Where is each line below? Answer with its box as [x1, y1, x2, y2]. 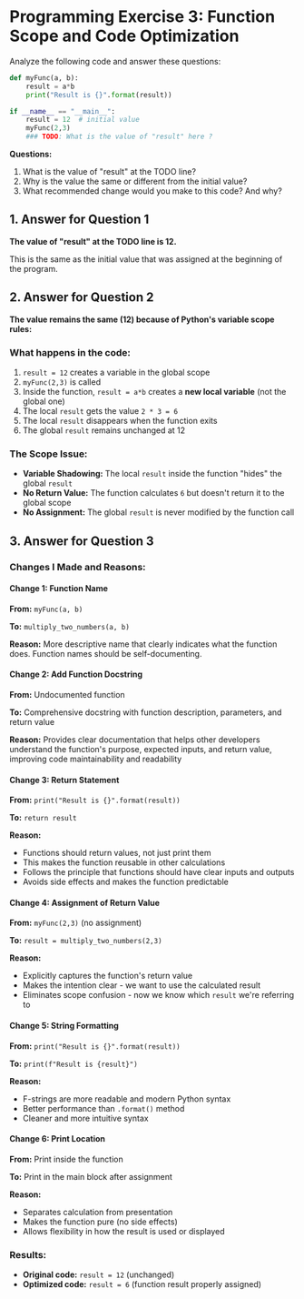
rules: [9, 323, 33, 334]
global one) [22, 396, 65, 407]
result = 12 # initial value [25, 116, 141, 125]
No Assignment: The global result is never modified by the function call [22, 507, 295, 518]
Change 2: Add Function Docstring [9, 669, 143, 680]
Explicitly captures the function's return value [22, 971, 193, 982]
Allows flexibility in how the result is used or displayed [22, 1225, 225, 1236]
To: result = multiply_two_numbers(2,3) [9, 935, 162, 946]
